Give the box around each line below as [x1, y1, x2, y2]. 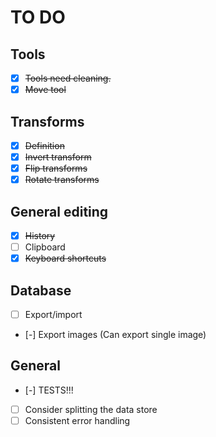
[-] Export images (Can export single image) [24, 329, 207, 341]
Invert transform [24, 151, 92, 163]
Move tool [24, 84, 67, 96]
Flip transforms [24, 162, 88, 175]
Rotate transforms [24, 174, 100, 186]
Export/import [24, 309, 83, 320]
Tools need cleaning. [24, 72, 112, 84]
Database [10, 282, 72, 299]
